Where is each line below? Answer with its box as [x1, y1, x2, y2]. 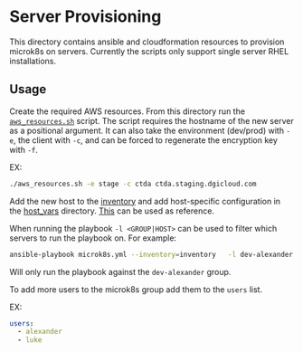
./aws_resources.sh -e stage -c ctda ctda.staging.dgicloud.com [9, 179, 257, 188]
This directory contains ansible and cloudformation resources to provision [9, 36, 285, 47]
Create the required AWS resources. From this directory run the [9, 106, 246, 117]
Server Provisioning [9, 6, 162, 27]
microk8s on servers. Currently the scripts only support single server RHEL [9, 45, 289, 56]
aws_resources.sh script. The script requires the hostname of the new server [9, 115, 294, 126]
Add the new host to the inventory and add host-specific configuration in [9, 195, 281, 206]
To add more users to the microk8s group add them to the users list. [9, 283, 263, 295]
